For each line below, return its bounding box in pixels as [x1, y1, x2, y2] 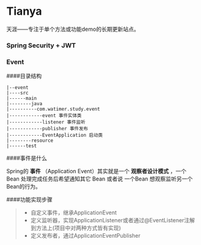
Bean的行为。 [6, 183, 41, 190]
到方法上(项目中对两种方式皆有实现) [30, 224, 121, 231]
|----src [6, 90, 29, 96]
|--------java [6, 101, 43, 107]
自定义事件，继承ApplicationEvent [30, 209, 117, 216]
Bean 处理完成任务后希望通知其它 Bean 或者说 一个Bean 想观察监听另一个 [6, 175, 193, 182]
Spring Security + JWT [6, 41, 76, 50]
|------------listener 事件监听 [6, 119, 86, 125]
